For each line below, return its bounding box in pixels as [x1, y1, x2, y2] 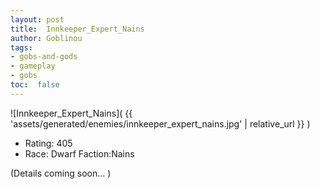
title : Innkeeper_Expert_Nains [10, 24, 145, 34]
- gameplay [10, 61, 56, 71]
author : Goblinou [10, 33, 83, 43]
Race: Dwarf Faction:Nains [24, 147, 135, 160]
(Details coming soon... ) [10, 167, 112, 179]
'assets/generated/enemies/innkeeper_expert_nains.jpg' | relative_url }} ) [10, 117, 311, 130]
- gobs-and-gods [10, 52, 78, 62]
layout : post [10, 14, 65, 25]
